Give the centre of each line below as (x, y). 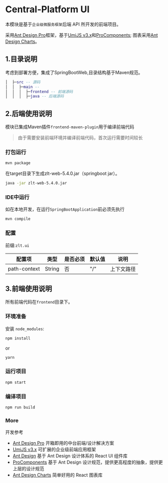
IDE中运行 (17, 197)
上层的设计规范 (28, 469)
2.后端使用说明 (29, 113)
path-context (24, 268)
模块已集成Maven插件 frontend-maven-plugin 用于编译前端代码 (70, 127)
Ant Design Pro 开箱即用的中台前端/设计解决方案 (63, 443)
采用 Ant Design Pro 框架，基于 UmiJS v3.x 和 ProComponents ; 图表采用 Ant (81, 35)
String (52, 268)
